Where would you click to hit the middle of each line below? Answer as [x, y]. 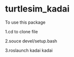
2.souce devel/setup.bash [31, 41]
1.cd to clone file [21, 31]
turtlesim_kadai [37, 9]
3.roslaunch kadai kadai [29, 50]
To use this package [25, 22]
